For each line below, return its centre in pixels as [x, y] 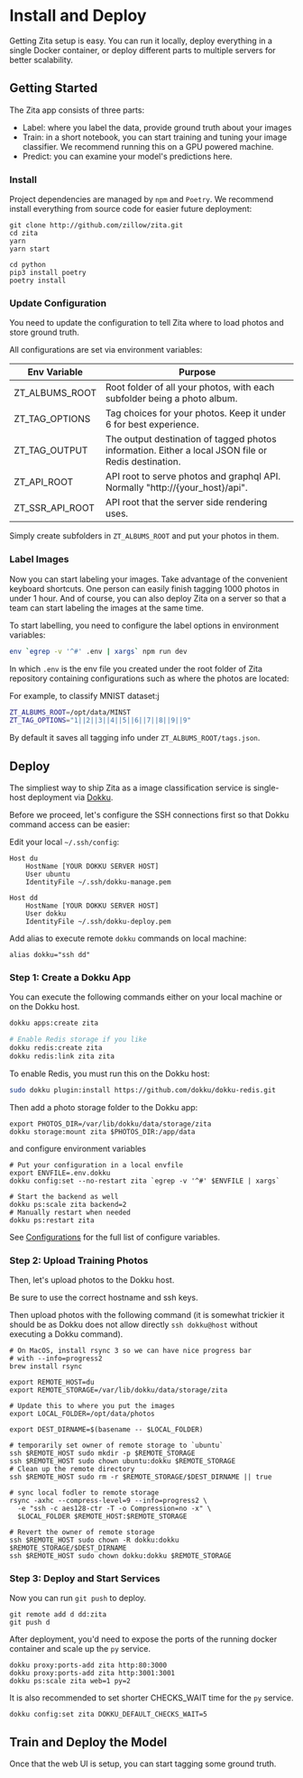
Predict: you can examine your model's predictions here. [127, 156]
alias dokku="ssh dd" [50, 955]
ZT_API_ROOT [44, 482]
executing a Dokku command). [66, 1334]
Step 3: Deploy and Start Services [85, 1578]
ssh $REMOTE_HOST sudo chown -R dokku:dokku [94, 1540]
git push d [30, 1623]
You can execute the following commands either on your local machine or [146, 997]
